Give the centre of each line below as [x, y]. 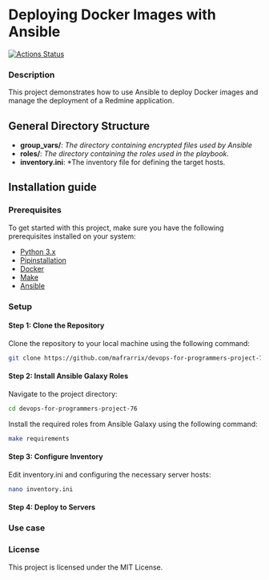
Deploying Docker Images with [112, 15]
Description [32, 75]
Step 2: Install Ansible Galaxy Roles [68, 376]
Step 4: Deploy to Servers [52, 507]
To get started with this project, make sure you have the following [116, 228]
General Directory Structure [79, 126]
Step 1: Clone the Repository [56, 325]
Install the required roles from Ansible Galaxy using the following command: [133, 424]
